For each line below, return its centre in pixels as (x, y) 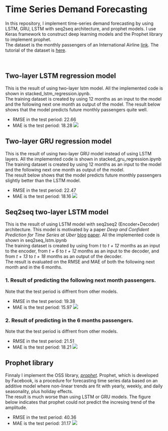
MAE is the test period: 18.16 (42, 196)
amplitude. (16, 407)
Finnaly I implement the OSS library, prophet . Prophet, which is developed (82, 375)
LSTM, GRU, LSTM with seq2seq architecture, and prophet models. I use (81, 28)
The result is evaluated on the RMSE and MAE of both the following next (80, 262)
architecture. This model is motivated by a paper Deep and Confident (77, 230)
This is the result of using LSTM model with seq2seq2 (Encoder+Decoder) (82, 224)
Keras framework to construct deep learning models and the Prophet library (84, 34)
